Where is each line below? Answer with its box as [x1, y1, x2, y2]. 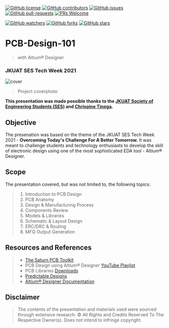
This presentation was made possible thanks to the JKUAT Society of [5, 98, 153, 104]
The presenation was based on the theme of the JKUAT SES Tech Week [5, 132, 155, 138]
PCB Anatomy [25, 196, 54, 202]
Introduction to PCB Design [25, 191, 82, 197]
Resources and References [5, 243, 92, 252]
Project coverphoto [17, 89, 58, 95]
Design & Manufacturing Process [25, 201, 94, 208]
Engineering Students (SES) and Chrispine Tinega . [5, 104, 114, 110]
